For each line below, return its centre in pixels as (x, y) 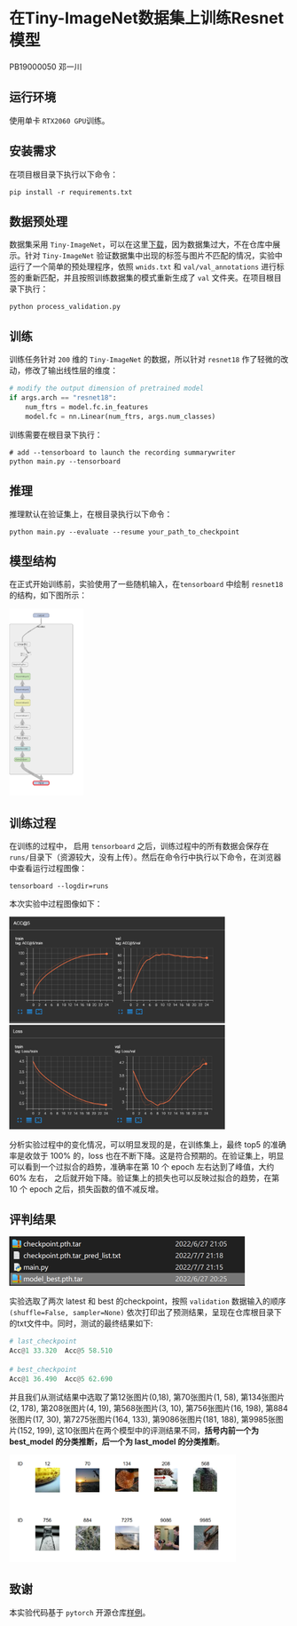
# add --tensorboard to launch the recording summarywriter (123, 452)
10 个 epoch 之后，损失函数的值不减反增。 (86, 1189)
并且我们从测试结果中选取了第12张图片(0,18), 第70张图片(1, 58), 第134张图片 (147, 1397)
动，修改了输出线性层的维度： (63, 370)
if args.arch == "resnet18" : (63, 398)
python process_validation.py (65, 307)
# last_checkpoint (43, 1342)
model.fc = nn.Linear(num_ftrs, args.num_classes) (121, 416)
